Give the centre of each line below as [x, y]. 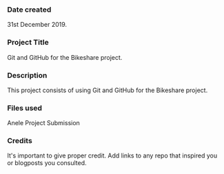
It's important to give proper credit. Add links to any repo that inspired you [112, 155]
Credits [20, 141]
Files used [25, 108]
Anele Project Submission [44, 123]
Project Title [28, 43]
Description [27, 75]
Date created [29, 10]
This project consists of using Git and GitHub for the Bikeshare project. [108, 90]
